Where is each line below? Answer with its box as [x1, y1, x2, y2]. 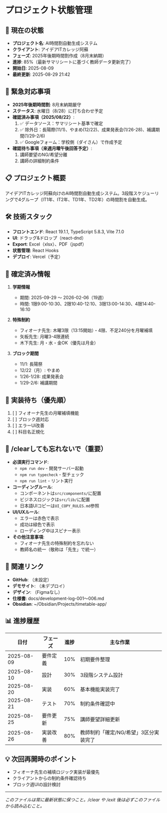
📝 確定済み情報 [5, 270, 51, 278]
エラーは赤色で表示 [19, 515, 60, 521]
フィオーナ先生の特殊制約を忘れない [19, 540, 94, 546]
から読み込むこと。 [5, 803, 45, 809]
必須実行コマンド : [12, 459, 49, 465]
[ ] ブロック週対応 [12, 416, 49, 422]
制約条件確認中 [80, 700, 115, 707]
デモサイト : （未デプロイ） [12, 583, 68, 589]
